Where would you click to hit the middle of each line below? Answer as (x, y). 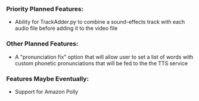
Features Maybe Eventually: (48, 78)
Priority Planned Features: (45, 9)
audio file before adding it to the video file (66, 28)
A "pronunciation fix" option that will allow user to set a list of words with (104, 57)
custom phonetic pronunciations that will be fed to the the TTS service (101, 63)
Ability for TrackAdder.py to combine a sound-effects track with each (100, 22)
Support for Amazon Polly (46, 91)
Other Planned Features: (42, 44)
